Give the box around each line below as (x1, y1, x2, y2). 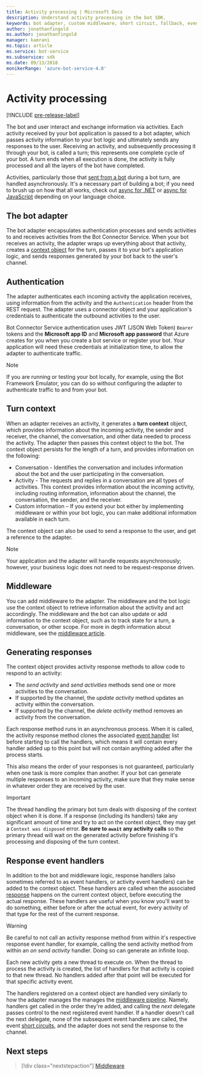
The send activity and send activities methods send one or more (14, 681, 176, 689)
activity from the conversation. (14, 714, 92, 721)
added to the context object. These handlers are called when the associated (6, 884, 196, 892)
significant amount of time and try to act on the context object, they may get (6, 819, 196, 826)
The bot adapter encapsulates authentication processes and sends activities (6, 227, 196, 234)
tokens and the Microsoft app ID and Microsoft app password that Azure (6, 330, 189, 337)
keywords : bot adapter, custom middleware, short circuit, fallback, (6, 20, 185, 26)
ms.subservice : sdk (6, 54, 56, 60)
